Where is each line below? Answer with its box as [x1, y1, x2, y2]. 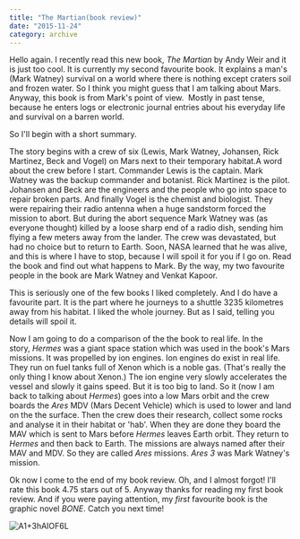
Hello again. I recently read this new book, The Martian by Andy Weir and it [9, 55, 287, 65]
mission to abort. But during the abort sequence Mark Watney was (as [9, 213, 269, 224]
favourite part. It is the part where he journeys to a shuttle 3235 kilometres [9, 297, 284, 308]
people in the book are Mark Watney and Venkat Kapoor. [9, 270, 218, 281]
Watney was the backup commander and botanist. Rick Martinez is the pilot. [9, 175, 290, 186]
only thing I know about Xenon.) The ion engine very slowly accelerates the [9, 371, 287, 382]
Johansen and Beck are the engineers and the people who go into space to [9, 185, 287, 196]
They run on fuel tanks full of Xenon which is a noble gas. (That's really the [9, 362, 287, 373]
